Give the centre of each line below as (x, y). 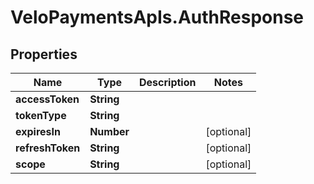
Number (109, 131)
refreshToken (48, 148)
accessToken (47, 99)
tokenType (41, 115)
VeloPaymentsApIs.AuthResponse (157, 17)
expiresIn (38, 131)
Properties (44, 54)
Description (168, 82)
